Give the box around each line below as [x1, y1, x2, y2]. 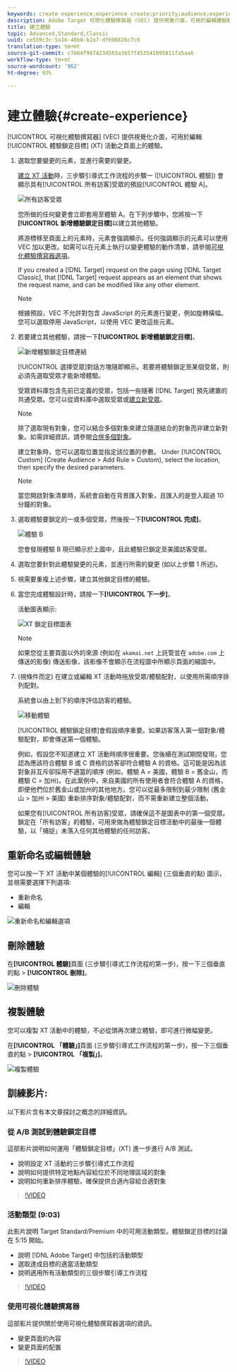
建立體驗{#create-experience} [7, 108, 188, 124]
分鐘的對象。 [17, 500, 55, 508]
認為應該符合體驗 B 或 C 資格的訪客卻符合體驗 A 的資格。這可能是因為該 [17, 759, 227, 767]
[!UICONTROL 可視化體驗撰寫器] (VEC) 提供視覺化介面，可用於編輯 [7, 133, 202, 141]
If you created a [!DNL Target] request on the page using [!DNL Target [17, 266, 221, 274]
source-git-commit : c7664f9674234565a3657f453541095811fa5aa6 [7, 50, 194, 57]
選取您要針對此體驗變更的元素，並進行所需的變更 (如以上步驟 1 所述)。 [17, 560, 222, 568]
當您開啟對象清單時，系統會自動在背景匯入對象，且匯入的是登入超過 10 [17, 491, 224, 500]
